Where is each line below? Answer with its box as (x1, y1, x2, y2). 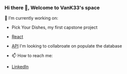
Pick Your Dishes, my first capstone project (11, 25, 98, 30)
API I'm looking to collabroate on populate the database (11, 43, 122, 49)
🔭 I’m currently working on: (4, 15, 58, 21)
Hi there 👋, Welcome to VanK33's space (4, 4, 100, 11)
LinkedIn (11, 64, 29, 70)
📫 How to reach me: (11, 53, 53, 59)
